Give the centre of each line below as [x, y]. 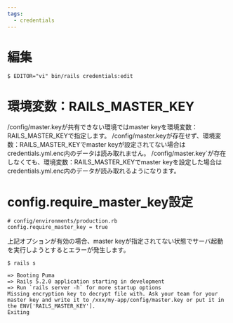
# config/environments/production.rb [62, 221]
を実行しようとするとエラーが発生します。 [68, 250]
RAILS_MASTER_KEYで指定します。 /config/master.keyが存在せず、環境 [111, 136]
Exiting [19, 312]
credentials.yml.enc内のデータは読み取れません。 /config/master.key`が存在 [117, 153]
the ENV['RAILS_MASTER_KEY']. [52, 306]
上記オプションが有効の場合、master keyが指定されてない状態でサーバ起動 [115, 241]
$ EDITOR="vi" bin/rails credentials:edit [70, 77]
